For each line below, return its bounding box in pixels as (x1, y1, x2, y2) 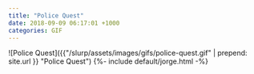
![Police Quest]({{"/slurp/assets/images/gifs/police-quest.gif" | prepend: (8, 49, 248, 58)
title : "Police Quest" (8, 11, 84, 20)
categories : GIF (8, 26, 62, 34)
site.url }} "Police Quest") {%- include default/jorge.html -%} (8, 56, 209, 66)
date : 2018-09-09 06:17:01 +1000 (8, 19, 120, 27)
